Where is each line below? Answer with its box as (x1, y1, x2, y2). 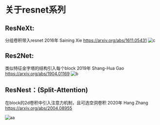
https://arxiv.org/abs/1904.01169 (5, 71, 70, 77)
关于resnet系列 (5, 4, 66, 16)
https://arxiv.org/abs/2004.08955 (5, 105, 72, 111)
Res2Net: (5, 52, 34, 60)
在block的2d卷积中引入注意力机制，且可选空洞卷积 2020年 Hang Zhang (5, 100, 148, 106)
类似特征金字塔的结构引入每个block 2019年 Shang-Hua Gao (5, 65, 124, 71)
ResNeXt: (5, 24, 35, 32)
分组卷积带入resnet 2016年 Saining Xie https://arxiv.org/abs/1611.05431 (5, 37, 147, 43)
